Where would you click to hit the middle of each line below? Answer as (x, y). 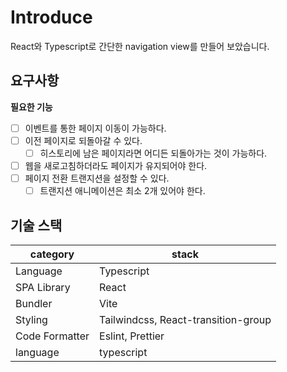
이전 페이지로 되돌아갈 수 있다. (83, 140)
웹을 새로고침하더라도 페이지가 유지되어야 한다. (116, 165)
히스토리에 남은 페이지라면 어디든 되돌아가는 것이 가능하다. (153, 153)
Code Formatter (52, 336)
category (52, 254)
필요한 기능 (31, 107)
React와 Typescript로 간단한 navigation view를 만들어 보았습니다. (140, 46)
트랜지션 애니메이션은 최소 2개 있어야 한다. (122, 191)
